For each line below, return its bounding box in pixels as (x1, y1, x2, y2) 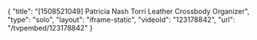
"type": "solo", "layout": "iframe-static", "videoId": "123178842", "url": (7, 15, 236, 24)
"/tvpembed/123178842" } (7, 24, 93, 32)
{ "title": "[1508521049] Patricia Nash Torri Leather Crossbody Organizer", (7, 7, 250, 16)
